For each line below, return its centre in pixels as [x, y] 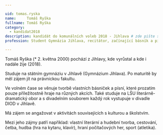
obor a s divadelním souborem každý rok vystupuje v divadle [89, 98]
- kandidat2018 [25, 32]
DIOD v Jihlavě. [20, 103]
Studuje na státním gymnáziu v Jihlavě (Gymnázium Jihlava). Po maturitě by [81, 73]
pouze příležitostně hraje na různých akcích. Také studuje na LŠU [70, 93]
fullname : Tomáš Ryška [28, 23]
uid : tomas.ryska [23, 14]
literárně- [146, 93]
